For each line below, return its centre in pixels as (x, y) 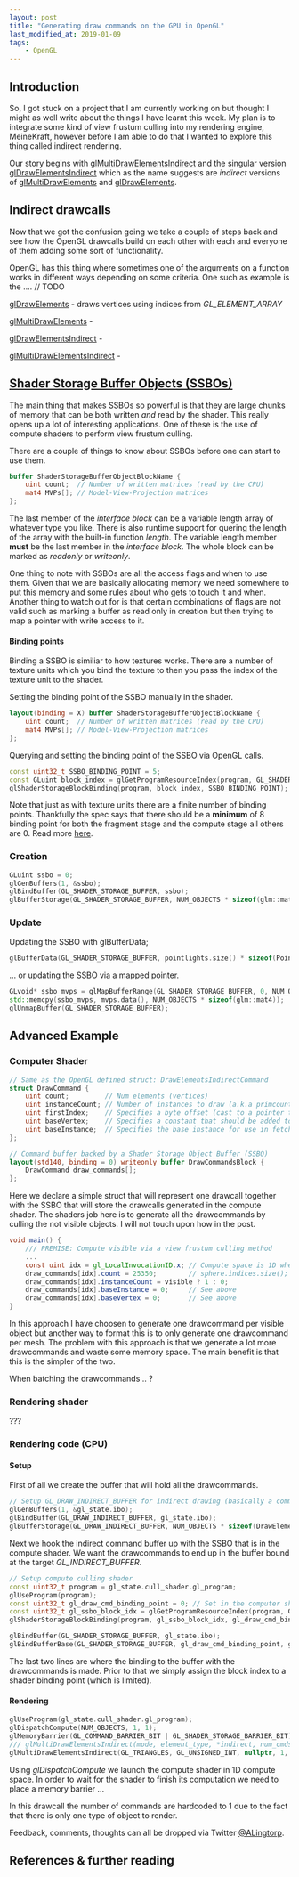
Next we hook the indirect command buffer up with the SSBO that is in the (145, 1543)
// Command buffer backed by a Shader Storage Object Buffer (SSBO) (139, 1154)
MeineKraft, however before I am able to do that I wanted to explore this (141, 136)
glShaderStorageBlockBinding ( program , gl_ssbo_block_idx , (119, 1620)
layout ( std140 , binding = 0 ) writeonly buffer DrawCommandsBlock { (137, 1162)
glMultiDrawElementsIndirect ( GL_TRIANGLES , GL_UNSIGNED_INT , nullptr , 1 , (149, 1752)
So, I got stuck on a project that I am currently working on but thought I (139, 108)
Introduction (44, 87)
